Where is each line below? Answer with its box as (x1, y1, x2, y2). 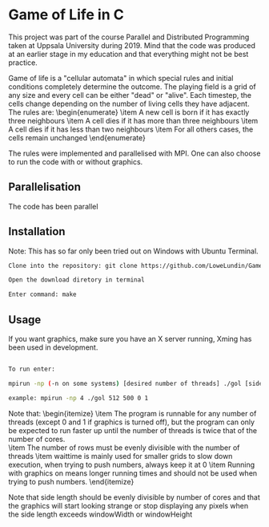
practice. (8, 58, 38, 67)
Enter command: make (8, 290, 78, 298)
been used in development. (8, 343, 98, 352)
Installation (8, 225, 66, 238)
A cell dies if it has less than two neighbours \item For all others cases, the (8, 124, 254, 134)
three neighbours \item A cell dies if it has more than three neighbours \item (8, 116, 259, 125)
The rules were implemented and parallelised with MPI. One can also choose (8, 148, 261, 158)
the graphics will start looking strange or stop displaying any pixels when (8, 501, 249, 510)
